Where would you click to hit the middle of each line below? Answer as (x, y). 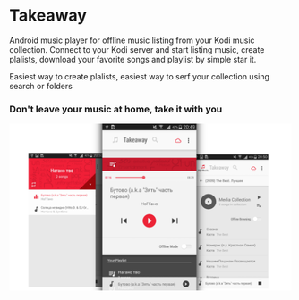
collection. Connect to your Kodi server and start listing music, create (137, 49)
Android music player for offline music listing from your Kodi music (132, 40)
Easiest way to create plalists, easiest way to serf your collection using (140, 76)
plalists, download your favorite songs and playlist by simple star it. (133, 59)
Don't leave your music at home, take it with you (116, 109)
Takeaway (48, 16)
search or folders (41, 86)
